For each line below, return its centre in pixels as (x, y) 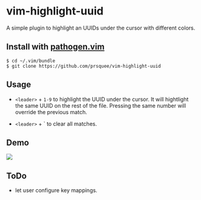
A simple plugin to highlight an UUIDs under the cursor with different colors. (101, 28)
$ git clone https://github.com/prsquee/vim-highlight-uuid (84, 66)
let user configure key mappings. (56, 190)
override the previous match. (51, 112)
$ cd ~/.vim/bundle (31, 61)
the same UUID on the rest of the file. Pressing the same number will (100, 105)
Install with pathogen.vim (55, 47)
